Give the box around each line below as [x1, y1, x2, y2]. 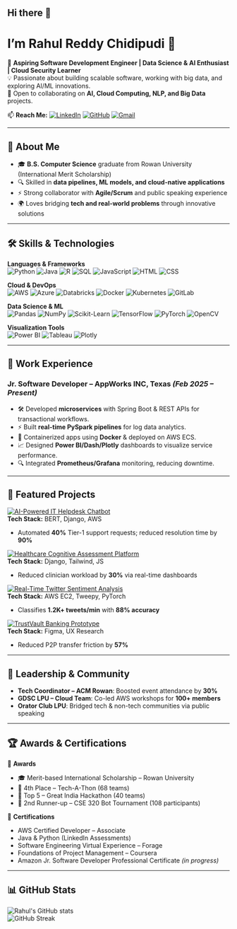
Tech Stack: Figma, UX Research [7, 627, 104, 636]
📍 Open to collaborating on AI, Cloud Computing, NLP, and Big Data [7, 89, 206, 98]
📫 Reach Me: [7, 111, 48, 119]
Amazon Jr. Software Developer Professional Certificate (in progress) [17, 856, 219, 865]
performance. [17, 450, 58, 460]
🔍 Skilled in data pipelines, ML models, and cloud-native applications [17, 178, 225, 187]
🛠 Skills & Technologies [7, 238, 115, 250]
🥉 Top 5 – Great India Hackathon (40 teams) [17, 791, 146, 800]
